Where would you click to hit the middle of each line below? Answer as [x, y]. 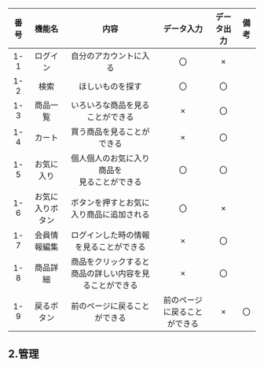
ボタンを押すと [98, 202]
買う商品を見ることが [110, 132]
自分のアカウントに [106, 56]
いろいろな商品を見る [110, 105]
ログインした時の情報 [110, 235]
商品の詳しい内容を [106, 273]
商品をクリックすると [110, 261]
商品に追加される [118, 214]
